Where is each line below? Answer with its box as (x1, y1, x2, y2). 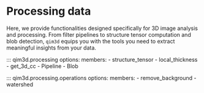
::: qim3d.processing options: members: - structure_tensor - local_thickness (6, 56, 198, 63)
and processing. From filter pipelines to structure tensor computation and (6, 31, 191, 38)
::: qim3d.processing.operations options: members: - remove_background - (6, 74, 197, 81)
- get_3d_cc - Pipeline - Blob (6, 62, 78, 70)
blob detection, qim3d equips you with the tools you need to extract (6, 37, 175, 45)
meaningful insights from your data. (6, 44, 97, 51)
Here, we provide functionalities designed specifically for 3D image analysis (6, 24, 198, 32)
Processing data (6, 4, 91, 18)
